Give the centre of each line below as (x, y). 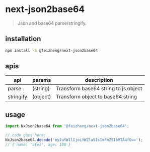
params (42, 80)
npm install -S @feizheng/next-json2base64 (52, 50)
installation (23, 39)
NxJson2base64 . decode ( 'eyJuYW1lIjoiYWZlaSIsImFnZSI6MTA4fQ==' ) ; (74, 140)
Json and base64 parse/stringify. (52, 23)
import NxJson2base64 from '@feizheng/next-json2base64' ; (67, 126)
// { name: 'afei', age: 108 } (38, 144)
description (99, 80)
